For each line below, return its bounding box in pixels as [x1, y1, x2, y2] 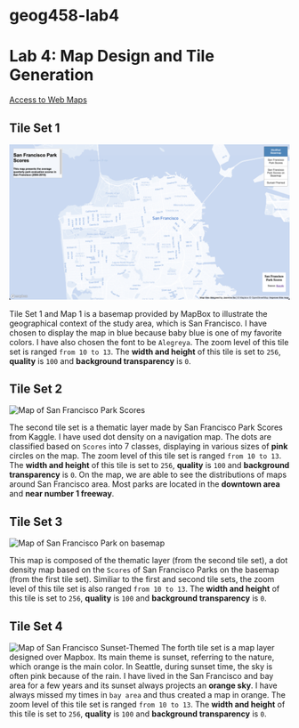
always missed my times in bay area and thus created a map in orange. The [9, 689, 287, 700]
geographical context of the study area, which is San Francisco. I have [9, 318, 267, 328]
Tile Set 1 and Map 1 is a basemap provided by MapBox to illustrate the [9, 308, 268, 319]
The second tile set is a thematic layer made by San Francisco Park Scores [9, 422, 283, 433]
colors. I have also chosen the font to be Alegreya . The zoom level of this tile [9, 336, 289, 347]
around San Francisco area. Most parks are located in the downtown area [9, 479, 280, 489]
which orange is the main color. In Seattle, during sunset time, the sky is [9, 660, 273, 672]
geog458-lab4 [9, 5, 120, 26]
